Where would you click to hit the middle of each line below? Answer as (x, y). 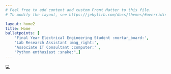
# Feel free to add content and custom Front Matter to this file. (78, 10)
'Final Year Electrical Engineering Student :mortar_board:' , (82, 38)
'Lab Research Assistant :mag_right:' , (57, 43)
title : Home (18, 28)
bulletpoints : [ (22, 33)
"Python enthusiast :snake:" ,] (48, 52)
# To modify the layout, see (36, 15)
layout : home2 (20, 24)
